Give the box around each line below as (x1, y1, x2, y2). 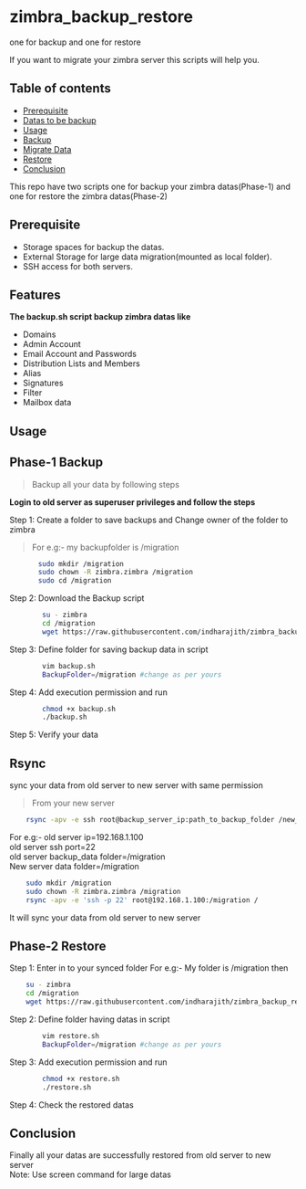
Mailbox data (22, 397, 72, 408)
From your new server (31, 797, 116, 809)
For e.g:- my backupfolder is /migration (31, 542, 179, 552)
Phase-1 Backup (9, 455, 103, 470)
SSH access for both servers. (22, 260, 134, 271)
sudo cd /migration (37, 576, 112, 585)
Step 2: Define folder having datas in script (9, 1014, 170, 1025)
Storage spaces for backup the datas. (22, 241, 165, 252)
